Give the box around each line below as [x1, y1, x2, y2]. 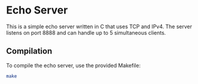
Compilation [6, 46, 52, 56]
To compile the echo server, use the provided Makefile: [6, 62, 141, 69]
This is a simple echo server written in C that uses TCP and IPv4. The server [6, 23, 193, 30]
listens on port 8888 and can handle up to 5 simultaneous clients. [6, 29, 166, 36]
